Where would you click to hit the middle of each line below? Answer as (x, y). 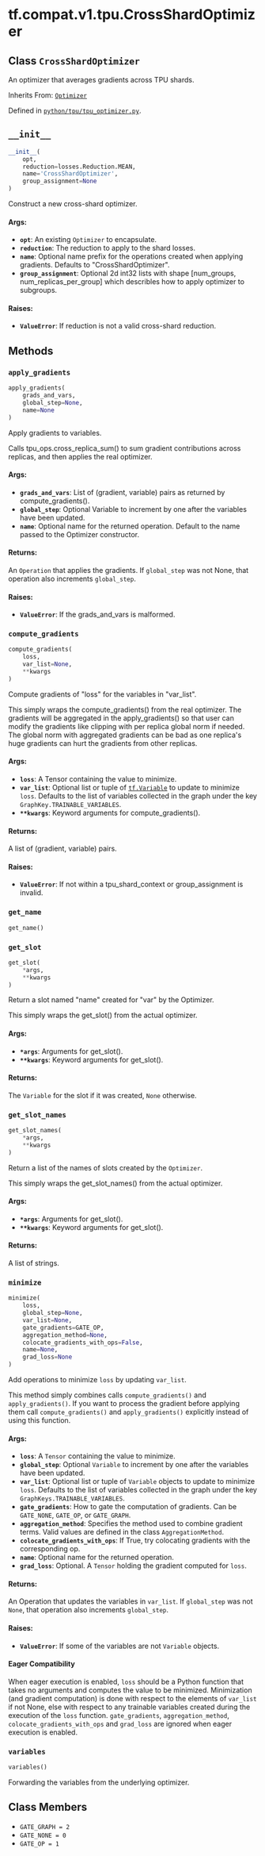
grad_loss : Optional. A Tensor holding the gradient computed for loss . (133, 1566)
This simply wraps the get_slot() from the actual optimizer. (103, 1015)
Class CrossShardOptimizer (74, 61)
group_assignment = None (60, 181)
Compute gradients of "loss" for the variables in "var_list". (102, 694)
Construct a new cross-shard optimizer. (73, 204)
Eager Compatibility (42, 1664)
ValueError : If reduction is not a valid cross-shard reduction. (117, 326)
